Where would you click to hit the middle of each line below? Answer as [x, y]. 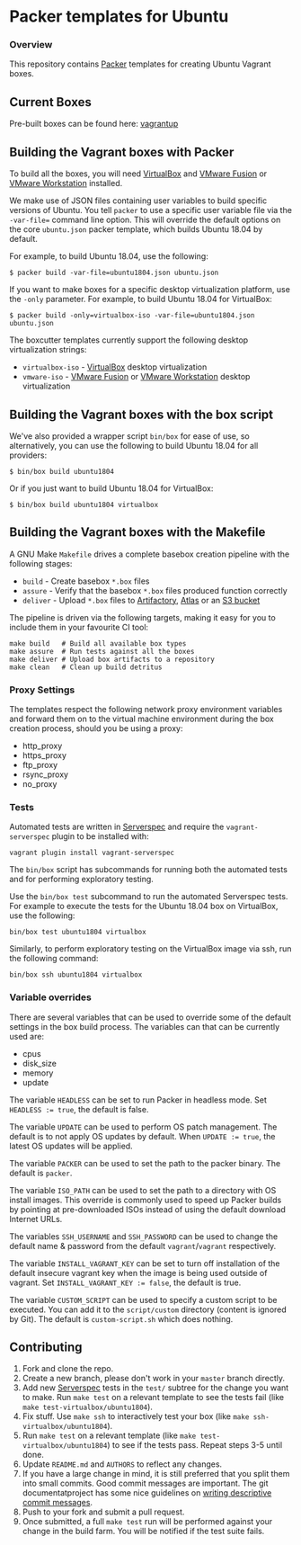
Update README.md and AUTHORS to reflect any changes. [122, 1464]
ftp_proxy [40, 765]
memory [38, 1073]
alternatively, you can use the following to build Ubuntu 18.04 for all [134, 445]
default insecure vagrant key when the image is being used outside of [138, 1273]
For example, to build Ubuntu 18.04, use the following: [109, 256]
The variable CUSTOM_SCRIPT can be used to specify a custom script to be [143, 1299]
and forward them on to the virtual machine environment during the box [142, 719]
